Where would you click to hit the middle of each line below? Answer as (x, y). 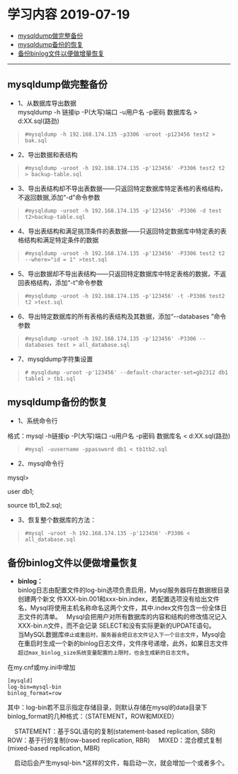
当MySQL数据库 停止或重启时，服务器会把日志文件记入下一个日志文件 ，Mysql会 (122, 635)
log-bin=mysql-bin (34, 687)
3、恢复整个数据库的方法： (57, 520)
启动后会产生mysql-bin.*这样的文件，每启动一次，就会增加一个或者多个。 (121, 763)
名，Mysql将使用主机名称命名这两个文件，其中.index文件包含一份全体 (119, 608)
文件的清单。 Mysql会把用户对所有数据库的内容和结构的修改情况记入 (125, 617)
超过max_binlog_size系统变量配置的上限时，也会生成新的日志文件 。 (105, 652)
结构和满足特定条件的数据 (61, 240)
